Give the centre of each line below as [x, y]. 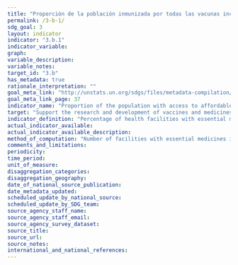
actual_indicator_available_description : [69, 132]
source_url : [25, 237]
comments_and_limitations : [47, 146]
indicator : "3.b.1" [36, 40]
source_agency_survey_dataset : [53, 224]
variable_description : [41, 60]
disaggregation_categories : [49, 171]
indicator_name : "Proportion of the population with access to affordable [120, 106]
